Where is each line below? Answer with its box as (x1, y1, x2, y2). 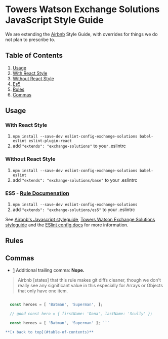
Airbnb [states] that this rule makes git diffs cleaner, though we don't (17, 277, 161, 283)
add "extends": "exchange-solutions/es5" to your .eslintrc (12, 207, 135, 213)
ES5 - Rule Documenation (5, 189, 69, 196)
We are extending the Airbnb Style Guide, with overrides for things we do (5, 31, 158, 37)
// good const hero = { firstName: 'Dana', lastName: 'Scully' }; (10, 311, 153, 317)
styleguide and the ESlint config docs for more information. (5, 222, 129, 228)
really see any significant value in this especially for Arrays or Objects (17, 283, 163, 289)
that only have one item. (17, 288, 68, 294)
